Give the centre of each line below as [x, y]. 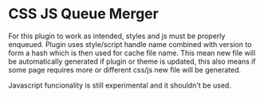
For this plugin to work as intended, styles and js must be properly [117, 36]
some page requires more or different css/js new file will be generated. [125, 69]
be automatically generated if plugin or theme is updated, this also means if [132, 61]
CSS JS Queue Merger [84, 14]
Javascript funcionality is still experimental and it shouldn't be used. [120, 85]
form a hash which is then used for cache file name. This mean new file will [132, 53]
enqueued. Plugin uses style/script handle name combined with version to [130, 44]
